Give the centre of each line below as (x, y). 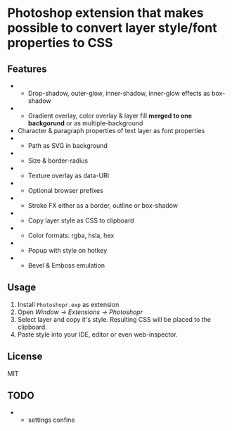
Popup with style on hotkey (67, 250)
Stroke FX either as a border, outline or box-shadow (103, 205)
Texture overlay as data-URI (69, 175)
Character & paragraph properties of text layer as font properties (111, 131)
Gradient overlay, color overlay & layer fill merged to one (110, 115)
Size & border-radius (58, 161)
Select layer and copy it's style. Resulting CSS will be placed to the (114, 319)
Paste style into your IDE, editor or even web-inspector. (97, 334)
